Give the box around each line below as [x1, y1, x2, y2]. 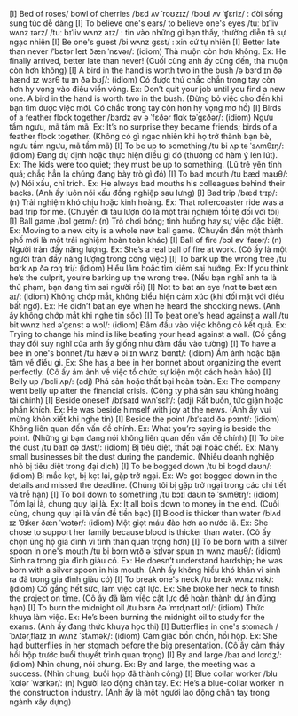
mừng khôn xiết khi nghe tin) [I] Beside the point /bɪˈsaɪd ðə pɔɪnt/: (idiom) [9, 413, 280, 424]
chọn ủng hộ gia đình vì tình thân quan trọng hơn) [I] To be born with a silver [9, 537, 288, 547]
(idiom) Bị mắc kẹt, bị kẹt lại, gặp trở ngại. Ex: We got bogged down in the [9, 470, 278, 481]
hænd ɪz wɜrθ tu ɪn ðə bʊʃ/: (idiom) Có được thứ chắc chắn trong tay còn [9, 75, 277, 84]
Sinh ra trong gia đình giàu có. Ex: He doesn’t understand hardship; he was [9, 555, 284, 565]
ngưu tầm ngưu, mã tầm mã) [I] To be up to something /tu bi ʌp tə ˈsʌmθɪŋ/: [9, 140, 285, 151]
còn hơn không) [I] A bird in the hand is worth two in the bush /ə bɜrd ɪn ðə [9, 65, 283, 75]
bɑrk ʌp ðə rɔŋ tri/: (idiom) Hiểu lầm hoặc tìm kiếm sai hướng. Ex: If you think [9, 263, 289, 273]
